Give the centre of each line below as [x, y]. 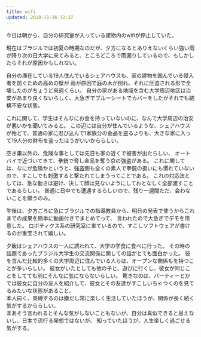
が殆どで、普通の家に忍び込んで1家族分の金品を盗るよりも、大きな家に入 [96, 133]
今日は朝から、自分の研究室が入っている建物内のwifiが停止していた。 [92, 35]
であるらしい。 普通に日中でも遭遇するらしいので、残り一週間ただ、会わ [96, 190]
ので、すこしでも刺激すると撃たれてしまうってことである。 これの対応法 [96, 175]
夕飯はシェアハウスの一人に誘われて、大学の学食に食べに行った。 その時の [98, 246]
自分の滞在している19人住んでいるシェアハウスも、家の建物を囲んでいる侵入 [100, 75]
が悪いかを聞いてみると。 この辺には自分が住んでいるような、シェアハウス [98, 125]
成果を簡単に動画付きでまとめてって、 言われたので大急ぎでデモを [103, 218]
